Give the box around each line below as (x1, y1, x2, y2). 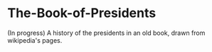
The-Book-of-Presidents (7, 5, 157, 21)
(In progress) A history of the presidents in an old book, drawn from (7, 28, 206, 37)
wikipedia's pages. (7, 36, 63, 44)
